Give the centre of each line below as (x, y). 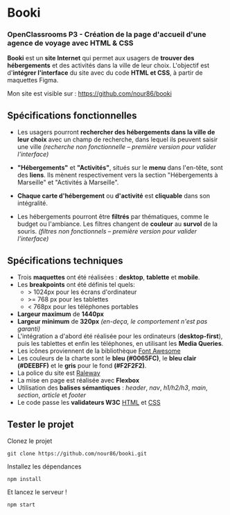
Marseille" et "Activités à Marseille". (68, 182)
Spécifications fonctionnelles (72, 115)
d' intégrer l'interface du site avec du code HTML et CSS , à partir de (105, 73)
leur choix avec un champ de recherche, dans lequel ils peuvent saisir (117, 139)
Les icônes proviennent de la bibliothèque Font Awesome (99, 351)
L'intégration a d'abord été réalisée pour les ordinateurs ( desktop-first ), (120, 336)
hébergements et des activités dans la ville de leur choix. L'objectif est (108, 66)
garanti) (28, 329)
